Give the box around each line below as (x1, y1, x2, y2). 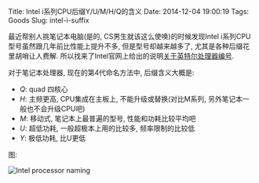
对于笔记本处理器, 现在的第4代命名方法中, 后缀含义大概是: (8, 68, 195, 77)
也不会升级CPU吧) (26, 104, 86, 113)
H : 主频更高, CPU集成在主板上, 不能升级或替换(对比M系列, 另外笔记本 (19, 95, 243, 103)
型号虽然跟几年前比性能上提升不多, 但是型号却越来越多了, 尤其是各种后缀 (8, 41, 243, 51)
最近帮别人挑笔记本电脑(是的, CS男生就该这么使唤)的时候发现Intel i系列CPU (8, 32, 251, 41)
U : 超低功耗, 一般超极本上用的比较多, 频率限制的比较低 (19, 124, 195, 133)
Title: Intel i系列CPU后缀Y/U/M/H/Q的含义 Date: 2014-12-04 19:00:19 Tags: (8, 7, 250, 16)
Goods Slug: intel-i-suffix (8, 16, 89, 25)
